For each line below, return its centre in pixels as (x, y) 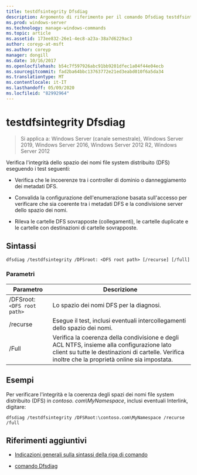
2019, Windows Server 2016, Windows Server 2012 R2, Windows (98, 145)
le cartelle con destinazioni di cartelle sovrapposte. (76, 228)
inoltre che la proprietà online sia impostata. (113, 359)
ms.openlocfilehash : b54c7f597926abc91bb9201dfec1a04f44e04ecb (85, 66)
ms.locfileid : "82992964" (38, 93)
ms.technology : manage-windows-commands (56, 28)
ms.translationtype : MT (35, 77)
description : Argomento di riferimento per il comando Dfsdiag (85, 17)
